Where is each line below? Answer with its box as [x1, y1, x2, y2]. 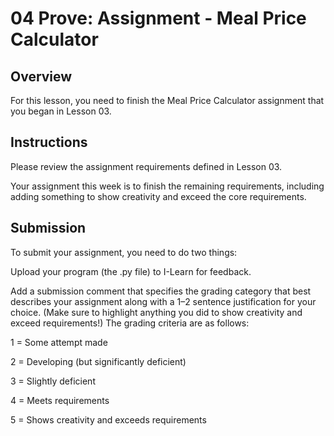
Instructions [10, 134, 88, 151]
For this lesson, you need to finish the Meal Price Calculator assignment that [10, 95, 325, 106]
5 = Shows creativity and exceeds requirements [10, 413, 207, 426]
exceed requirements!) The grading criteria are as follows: [10, 317, 250, 329]
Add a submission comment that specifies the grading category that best [10, 285, 312, 297]
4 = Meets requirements [10, 394, 110, 406]
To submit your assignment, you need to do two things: [10, 246, 238, 258]
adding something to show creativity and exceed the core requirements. [10, 190, 307, 202]
